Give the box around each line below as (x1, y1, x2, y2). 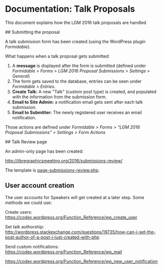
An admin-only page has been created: (5, 148, 84, 154)
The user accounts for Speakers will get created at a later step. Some (5, 194, 144, 200)
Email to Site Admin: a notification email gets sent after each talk (12, 99, 143, 105)
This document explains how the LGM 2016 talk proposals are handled (5, 20, 146, 25)
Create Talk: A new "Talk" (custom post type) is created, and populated (12, 89, 157, 94)
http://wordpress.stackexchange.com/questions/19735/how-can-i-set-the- (5, 229, 156, 235)
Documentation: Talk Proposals (5, 3, 135, 15)
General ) (12, 73, 30, 79)
